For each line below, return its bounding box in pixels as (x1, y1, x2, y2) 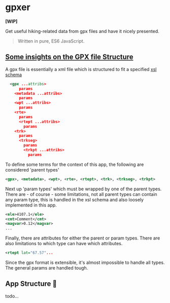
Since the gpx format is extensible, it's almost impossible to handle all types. (5, 259, 165, 265)
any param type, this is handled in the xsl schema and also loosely (5, 196, 144, 203)
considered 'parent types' (5, 166, 59, 173)
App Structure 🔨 (5, 280, 57, 288)
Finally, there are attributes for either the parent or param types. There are (5, 235, 160, 241)
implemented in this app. (5, 202, 57, 208)
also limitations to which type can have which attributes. (5, 241, 123, 247)
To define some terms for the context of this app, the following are (5, 161, 144, 167)
